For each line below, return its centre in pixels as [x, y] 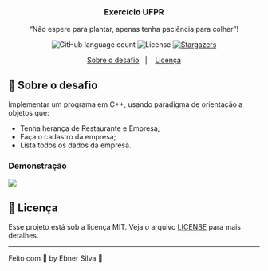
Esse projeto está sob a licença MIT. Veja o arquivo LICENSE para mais [125, 227]
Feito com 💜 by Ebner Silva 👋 [56, 258]
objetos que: [29, 113]
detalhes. [24, 236]
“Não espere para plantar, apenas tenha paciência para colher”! [134, 29]
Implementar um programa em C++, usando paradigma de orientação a [126, 104]
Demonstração [38, 166]
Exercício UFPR [134, 12]
